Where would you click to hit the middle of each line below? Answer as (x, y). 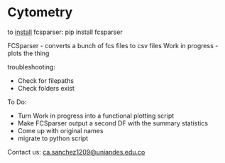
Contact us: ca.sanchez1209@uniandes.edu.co (76, 152)
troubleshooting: (31, 67)
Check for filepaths (46, 80)
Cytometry (40, 12)
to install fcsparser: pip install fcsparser (65, 32)
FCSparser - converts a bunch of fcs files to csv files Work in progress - (113, 45)
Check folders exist (46, 88)
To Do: (17, 102)
